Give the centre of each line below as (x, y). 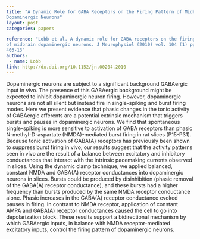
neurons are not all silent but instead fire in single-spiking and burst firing (96, 103)
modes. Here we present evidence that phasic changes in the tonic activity (98, 109)
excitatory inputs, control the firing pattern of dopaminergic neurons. (90, 229)
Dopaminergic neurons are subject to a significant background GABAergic (97, 83)
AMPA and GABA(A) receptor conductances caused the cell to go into (92, 210)
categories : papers (30, 28)
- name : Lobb (25, 61)
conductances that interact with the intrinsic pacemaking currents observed (99, 160)
